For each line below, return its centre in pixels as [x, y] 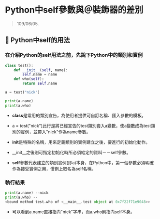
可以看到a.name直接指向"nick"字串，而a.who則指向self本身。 [73, 212]
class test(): [19, 65]
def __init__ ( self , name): [41, 70]
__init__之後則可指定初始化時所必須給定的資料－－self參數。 [71, 152]
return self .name [40, 84]
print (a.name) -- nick [27, 193]
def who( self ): [29, 79]
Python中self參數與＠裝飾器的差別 [74, 10]
